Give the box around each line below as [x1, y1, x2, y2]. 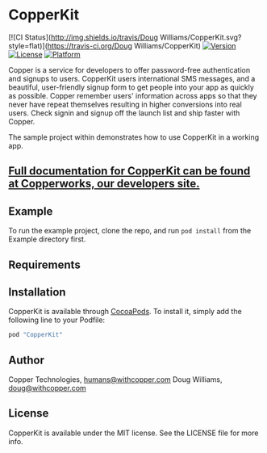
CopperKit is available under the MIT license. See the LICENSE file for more [8, 428, 259, 438]
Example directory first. [8, 234, 86, 244]
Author [8, 353, 44, 367]
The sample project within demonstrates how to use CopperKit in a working [8, 132, 260, 142]
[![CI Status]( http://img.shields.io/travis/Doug [8, 32, 159, 42]
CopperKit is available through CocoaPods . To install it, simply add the [8, 307, 242, 317]
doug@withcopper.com [8, 384, 86, 393]
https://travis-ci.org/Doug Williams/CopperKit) [47, 40, 202, 50]
